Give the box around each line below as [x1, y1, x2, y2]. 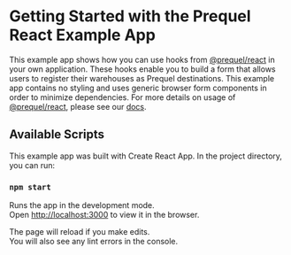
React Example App [9, 25, 157, 45]
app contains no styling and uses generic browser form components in [9, 82, 267, 93]
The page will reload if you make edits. [9, 227, 150, 237]
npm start [9, 182, 51, 192]
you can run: [9, 159, 56, 170]
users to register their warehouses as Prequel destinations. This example [9, 73, 275, 83]
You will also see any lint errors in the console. [9, 236, 179, 247]
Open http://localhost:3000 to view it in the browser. [9, 210, 200, 220]
